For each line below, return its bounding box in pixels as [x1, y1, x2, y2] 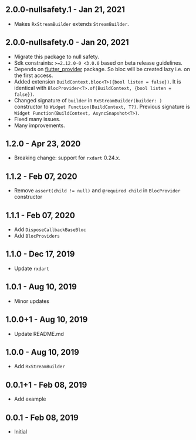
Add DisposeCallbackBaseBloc [13, 226, 86, 233]
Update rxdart [13, 265, 49, 272]
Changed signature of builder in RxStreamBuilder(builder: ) [13, 96, 163, 104]
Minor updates [13, 297, 49, 305]
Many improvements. [13, 122, 65, 129]
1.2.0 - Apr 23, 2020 [5, 139, 81, 149]
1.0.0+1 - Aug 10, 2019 [5, 315, 88, 325]
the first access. [13, 72, 53, 79]
